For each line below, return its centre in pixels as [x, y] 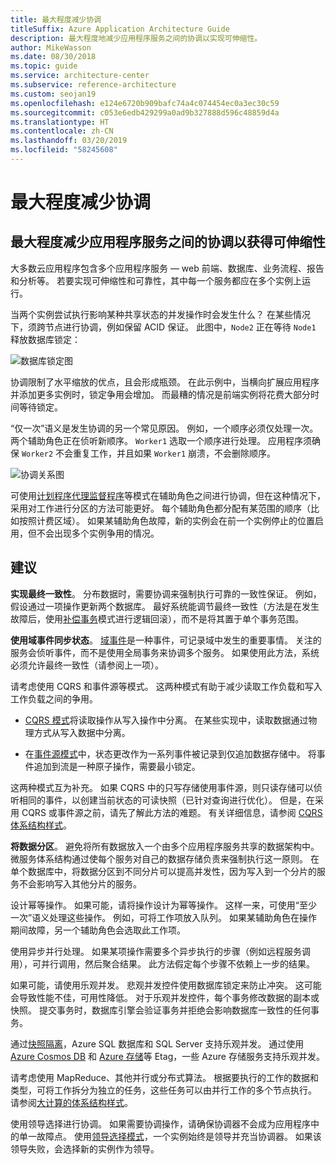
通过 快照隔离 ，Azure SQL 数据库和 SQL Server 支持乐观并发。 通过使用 [157, 1043]
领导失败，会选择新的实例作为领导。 [85, 1148]
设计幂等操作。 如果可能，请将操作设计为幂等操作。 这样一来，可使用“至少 [164, 905]
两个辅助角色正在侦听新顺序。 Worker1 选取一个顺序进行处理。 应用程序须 [161, 440]
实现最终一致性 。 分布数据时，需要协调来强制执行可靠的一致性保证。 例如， [166, 593]
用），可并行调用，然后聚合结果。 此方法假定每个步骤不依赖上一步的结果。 [162, 963]
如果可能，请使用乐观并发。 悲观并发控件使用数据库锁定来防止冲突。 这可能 [166, 985]
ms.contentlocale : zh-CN [62, 131]
